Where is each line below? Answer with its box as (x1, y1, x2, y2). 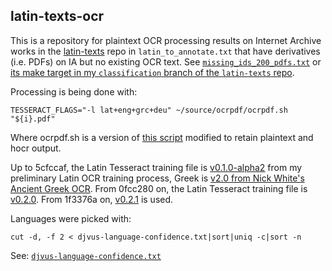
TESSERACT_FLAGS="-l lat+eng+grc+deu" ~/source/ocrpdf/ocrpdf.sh (10, 105, 288, 115)
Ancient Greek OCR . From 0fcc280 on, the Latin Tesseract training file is (10, 182, 308, 194)
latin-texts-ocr (10, 8, 105, 25)
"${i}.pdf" (10, 114, 56, 124)
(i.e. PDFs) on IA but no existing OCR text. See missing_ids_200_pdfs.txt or (10, 55, 322, 68)
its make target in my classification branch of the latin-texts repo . (10, 66, 295, 78)
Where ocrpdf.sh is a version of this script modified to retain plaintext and (10, 131, 314, 143)
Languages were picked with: (10, 212, 132, 224)
